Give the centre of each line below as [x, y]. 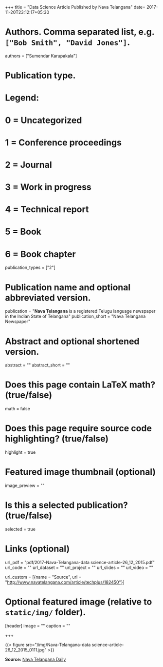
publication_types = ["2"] [30, 267]
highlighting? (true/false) [57, 439]
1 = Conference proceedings [63, 142]
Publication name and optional [68, 287]
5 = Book [23, 232]
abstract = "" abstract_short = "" [38, 365]
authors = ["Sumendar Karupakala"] [41, 56]
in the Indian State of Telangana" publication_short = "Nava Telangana [75, 316]
